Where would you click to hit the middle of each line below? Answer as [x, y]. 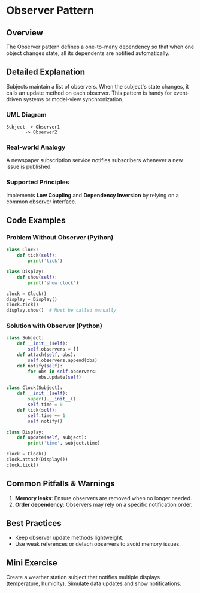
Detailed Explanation [46, 72]
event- [181, 93]
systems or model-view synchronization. [73, 99]
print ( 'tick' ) [45, 261]
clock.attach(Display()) [37, 460]
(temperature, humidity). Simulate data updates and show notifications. [94, 583]
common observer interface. [41, 202]
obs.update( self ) [60, 377]
